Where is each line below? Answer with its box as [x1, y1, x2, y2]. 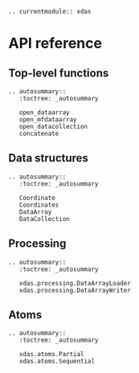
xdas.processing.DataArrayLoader [18, 279, 131, 287]
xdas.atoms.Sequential [18, 358, 95, 366]
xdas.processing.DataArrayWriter [18, 286, 131, 294]
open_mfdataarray [18, 116, 78, 124]
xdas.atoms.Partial [18, 350, 84, 359]
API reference [8, 35, 103, 52]
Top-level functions [8, 66, 109, 80]
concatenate [18, 129, 59, 137]
